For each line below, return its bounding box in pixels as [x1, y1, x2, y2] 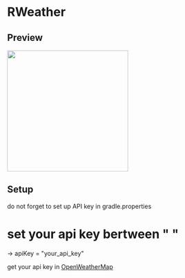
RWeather [7, 4, 66, 20]
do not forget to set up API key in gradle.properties [7, 202, 152, 210]
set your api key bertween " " [7, 226, 179, 242]
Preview [7, 32, 43, 44]
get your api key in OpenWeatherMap [7, 262, 114, 270]
